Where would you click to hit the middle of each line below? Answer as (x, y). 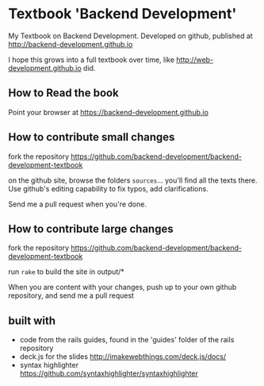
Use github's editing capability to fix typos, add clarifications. (108, 188)
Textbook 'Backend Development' (122, 14)
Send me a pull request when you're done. (77, 204)
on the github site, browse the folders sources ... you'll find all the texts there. (133, 180)
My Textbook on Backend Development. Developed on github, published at (131, 36)
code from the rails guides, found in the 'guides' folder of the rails (127, 340)
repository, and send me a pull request (71, 295)
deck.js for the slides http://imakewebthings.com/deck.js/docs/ (123, 357)
